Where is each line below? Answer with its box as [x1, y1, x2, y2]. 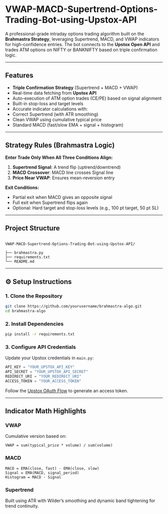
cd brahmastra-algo [5, 308, 46, 314]
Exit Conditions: [5, 184, 39, 190]
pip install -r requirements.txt [5, 332, 75, 337]
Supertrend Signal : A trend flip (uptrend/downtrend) [12, 164, 121, 170]
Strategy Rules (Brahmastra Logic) [5, 141, 115, 150]
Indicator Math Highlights [5, 407, 86, 415]
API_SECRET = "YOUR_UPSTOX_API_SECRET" [5, 369, 88, 374]
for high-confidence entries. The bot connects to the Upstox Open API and [5, 41, 160, 47]
